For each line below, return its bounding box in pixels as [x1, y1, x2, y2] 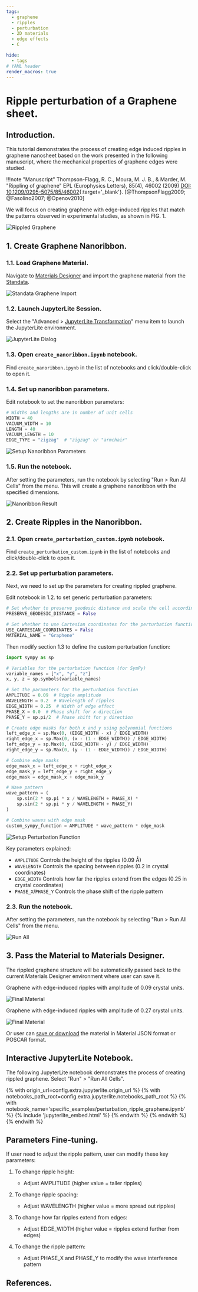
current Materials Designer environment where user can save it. [6, 972, 161, 980]
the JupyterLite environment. [6, 324, 77, 331]
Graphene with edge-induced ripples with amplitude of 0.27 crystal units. [6, 1007, 184, 1014]
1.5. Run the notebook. [6, 463, 72, 471]
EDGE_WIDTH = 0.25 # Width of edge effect [6, 703, 115, 709]
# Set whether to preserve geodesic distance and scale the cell [6, 606, 170, 611]
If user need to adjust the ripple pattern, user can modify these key [6, 1150, 169, 1157]
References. [6, 1278, 52, 1288]
